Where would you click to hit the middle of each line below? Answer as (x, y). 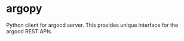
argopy (24, 9)
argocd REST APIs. (29, 31)
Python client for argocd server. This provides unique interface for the (92, 25)
